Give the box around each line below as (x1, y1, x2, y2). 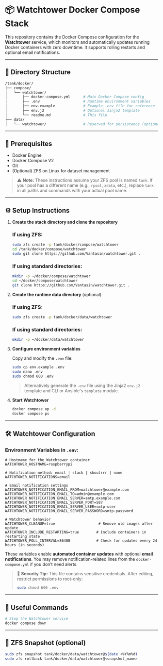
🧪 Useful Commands (5, 603, 68, 612)
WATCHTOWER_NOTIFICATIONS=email (5, 475, 70, 480)
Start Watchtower (12, 397, 49, 403)
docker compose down (5, 620, 47, 626)
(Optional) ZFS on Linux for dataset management (12, 168, 110, 174)
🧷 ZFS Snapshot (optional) (5, 639, 86, 647)
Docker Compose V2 (12, 158, 54, 164)
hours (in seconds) (5, 543, 45, 548)
